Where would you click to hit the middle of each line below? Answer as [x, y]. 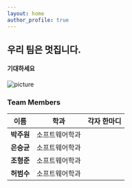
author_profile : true [38, 20]
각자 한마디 [104, 122]
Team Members [34, 102]
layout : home [26, 13]
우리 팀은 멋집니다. [44, 49]
